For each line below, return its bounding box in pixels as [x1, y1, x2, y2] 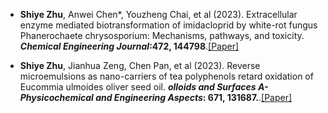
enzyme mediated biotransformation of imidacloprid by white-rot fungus [19, 19, 318, 31]
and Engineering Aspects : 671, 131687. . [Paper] [95, 92, 293, 103]
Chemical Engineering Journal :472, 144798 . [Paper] [19, 40, 240, 52]
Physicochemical [19, 92, 94, 103]
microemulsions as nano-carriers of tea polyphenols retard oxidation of [19, 70, 314, 82]
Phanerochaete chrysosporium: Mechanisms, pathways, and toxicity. [19, 30, 305, 41]
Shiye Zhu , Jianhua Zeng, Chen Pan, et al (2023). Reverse [19, 60, 261, 71]
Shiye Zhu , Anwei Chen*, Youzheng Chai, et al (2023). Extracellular [19, 9, 298, 20]
